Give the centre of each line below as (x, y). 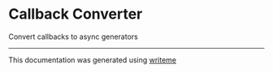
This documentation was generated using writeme (93, 60)
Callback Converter (76, 14)
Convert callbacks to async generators (73, 36)
